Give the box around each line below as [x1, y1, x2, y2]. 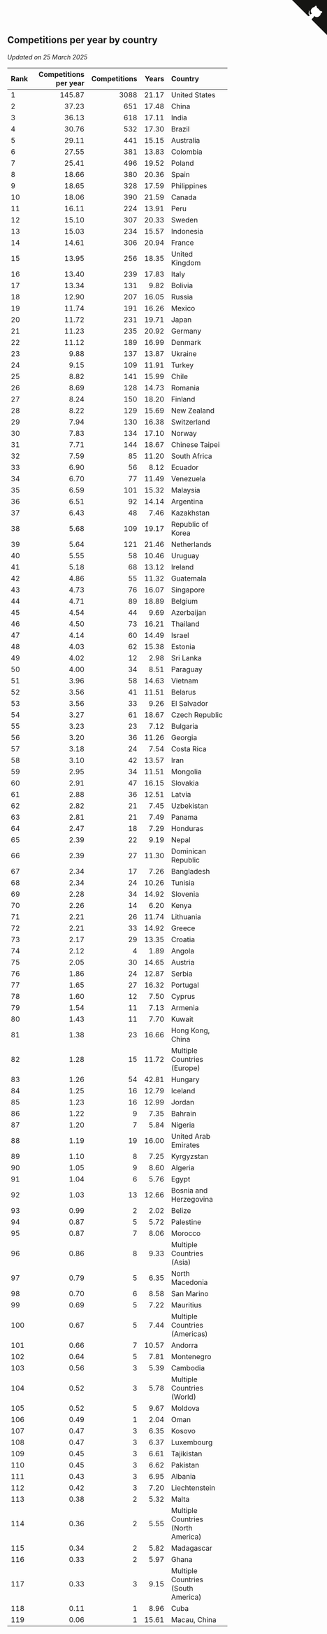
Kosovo [170, 1426, 196, 1435]
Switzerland [170, 417, 210, 427]
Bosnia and [170, 1186, 208, 1195]
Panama [170, 812, 198, 822]
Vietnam [170, 676, 199, 685]
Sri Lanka [170, 653, 203, 662]
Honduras [170, 823, 204, 833]
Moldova [170, 1403, 201, 1413]
